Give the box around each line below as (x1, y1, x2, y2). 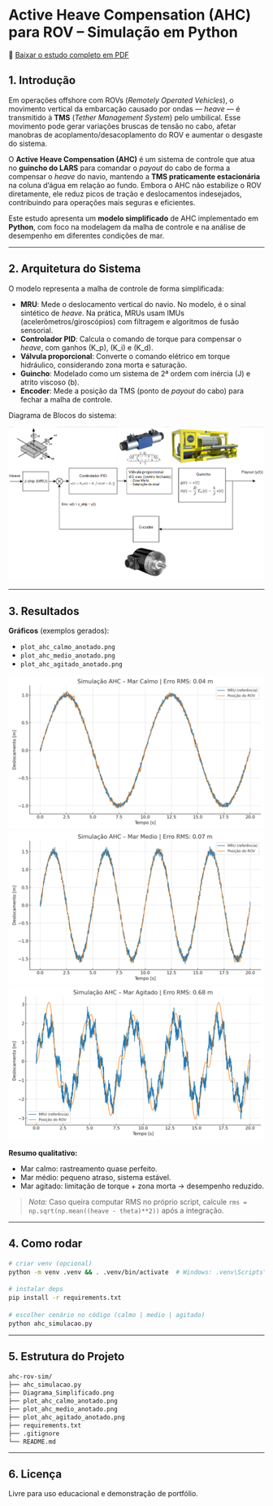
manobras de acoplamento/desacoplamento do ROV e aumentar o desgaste (8, 130, 263, 139)
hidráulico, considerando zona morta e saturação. (19, 360, 188, 370)
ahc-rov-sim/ (8, 1372, 53, 1381)
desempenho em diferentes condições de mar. (8, 231, 165, 240)
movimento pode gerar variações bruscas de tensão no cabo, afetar (8, 121, 237, 131)
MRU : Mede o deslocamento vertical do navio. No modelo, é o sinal (19, 299, 246, 309)
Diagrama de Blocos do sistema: (8, 410, 117, 420)
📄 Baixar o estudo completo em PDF (8, 50, 130, 59)
